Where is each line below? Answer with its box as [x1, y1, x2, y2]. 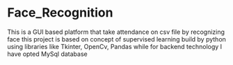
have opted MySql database [7, 50, 88, 58]
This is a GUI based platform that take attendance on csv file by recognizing [7, 28, 225, 36]
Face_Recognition [7, 5, 113, 21]
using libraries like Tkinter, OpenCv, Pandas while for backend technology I [7, 42, 223, 50]
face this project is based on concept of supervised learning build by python [7, 35, 226, 43]
